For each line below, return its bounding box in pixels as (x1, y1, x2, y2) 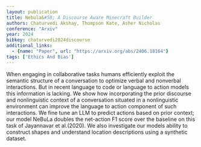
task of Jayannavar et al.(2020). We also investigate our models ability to (6, 122, 188, 129)
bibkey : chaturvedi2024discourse (6, 37, 91, 43)
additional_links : (6, 43, 53, 49)
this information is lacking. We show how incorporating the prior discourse (6, 90, 191, 97)
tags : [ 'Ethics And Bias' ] (6, 54, 74, 60)
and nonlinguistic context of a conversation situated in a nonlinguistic (6, 96, 179, 103)
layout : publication (6, 8, 59, 15)
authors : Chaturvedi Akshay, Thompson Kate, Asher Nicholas (6, 20, 161, 26)
